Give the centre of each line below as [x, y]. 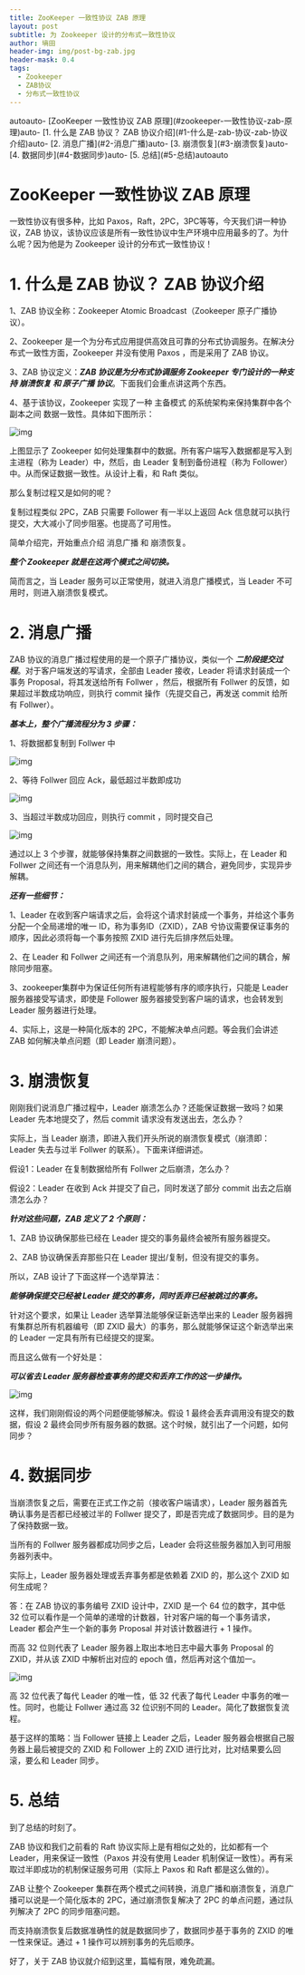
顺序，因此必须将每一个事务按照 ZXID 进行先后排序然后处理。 [124, 938]
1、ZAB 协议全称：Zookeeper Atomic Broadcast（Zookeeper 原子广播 [139, 311]
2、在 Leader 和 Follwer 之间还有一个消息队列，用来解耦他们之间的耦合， [146, 957]
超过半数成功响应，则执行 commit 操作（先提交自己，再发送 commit [143, 694]
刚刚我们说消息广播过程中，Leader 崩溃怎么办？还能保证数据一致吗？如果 [147, 1108]
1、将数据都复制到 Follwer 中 [62, 744]
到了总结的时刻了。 [45, 1827]
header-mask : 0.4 [42, 60]
